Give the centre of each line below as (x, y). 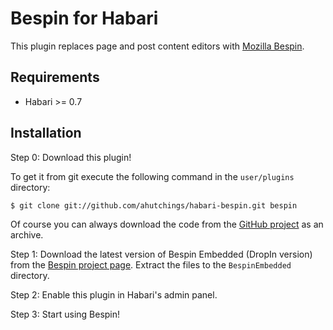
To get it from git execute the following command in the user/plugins (152, 176)
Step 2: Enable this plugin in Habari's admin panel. (114, 294)
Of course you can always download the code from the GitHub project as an (167, 224)
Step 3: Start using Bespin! (65, 314)
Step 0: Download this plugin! (71, 157)
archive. (27, 234)
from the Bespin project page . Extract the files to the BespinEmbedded (151, 264)
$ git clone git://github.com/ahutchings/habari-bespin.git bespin (154, 205)
